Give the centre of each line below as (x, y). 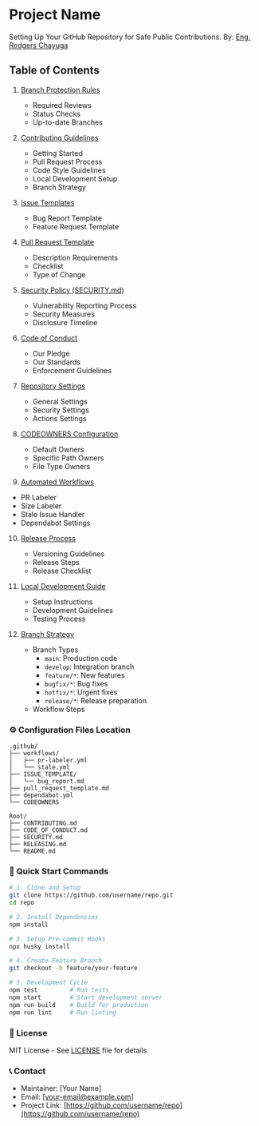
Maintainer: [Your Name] (61, 1088)
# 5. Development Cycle (49, 983)
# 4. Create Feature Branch (56, 961)
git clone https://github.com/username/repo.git (91, 895)
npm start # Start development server (86, 997)
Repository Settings (53, 386)
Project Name (55, 15)
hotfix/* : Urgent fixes (81, 692)
